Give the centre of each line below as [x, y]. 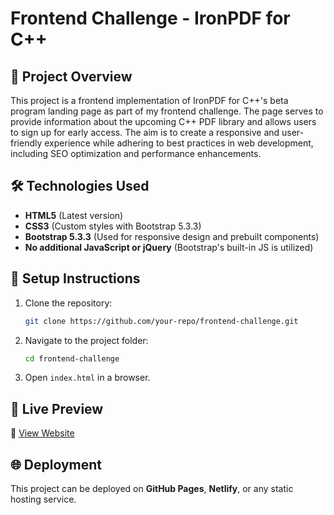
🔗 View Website [42, 433]
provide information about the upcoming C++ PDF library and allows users [163, 121]
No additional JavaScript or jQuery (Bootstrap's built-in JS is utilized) [169, 247]
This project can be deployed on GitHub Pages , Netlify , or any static [152, 488]
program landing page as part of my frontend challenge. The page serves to [167, 111]
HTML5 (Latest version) [74, 215]
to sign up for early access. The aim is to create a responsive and [145, 132]
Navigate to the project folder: [86, 340]
